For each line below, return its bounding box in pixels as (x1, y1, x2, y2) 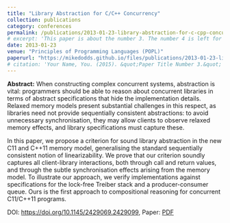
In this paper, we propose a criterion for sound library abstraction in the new (7, 136, 222, 144)
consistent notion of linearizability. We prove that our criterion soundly (7, 151, 205, 159)
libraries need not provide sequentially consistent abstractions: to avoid (7, 109, 209, 117)
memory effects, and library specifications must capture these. (7, 123, 185, 131)
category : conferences (7, 23, 72, 29)
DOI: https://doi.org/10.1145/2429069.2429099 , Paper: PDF (7, 208, 175, 216)
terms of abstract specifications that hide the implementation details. (7, 94, 201, 103)
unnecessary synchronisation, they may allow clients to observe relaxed (7, 116, 211, 124)
